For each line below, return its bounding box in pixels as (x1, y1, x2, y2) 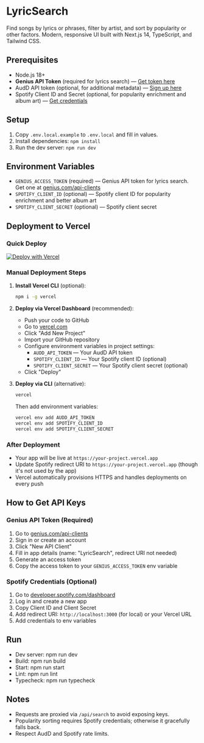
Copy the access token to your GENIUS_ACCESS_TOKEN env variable (15, 562, 178, 570)
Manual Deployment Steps (6, 268, 86, 276)
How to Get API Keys (6, 498, 86, 508)
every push (15, 480, 44, 487)
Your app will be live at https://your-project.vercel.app (15, 455, 158, 462)
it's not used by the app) (15, 467, 77, 475)
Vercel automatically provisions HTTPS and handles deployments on (15, 473, 187, 481)
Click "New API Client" (15, 543, 72, 550)
